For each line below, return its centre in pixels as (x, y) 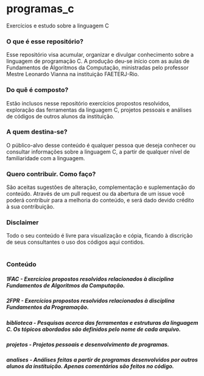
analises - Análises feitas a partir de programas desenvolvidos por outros (102, 360)
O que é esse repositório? (45, 41)
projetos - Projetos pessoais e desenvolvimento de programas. (88, 345)
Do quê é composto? (37, 90)
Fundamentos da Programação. (48, 307)
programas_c (40, 9)
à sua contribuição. (30, 207)
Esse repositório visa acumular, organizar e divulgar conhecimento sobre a (100, 55)
